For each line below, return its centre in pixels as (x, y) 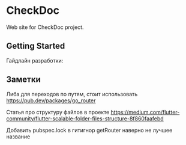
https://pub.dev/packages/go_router (51, 100)
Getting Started (36, 46)
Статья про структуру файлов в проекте (58, 112)
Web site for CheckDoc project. (45, 27)
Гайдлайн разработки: (35, 60)
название (18, 137)
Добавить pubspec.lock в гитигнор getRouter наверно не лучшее (89, 130)
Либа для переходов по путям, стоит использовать (72, 94)
